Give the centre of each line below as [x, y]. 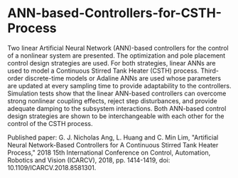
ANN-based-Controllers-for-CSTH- [115, 13]
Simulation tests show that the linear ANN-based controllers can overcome [117, 93]
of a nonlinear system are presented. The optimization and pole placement [117, 56]
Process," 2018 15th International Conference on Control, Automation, [109, 152]
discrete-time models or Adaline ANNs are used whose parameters [123, 78]
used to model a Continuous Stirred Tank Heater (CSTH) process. [103, 70]
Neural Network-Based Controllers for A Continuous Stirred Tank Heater [113, 145]
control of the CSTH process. [50, 123]
